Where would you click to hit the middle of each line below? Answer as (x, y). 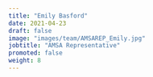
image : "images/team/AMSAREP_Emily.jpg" (77, 38)
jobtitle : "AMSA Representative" (64, 46)
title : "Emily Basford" (48, 16)
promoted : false (35, 53)
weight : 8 (25, 61)
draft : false (30, 30)
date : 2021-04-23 (37, 23)
